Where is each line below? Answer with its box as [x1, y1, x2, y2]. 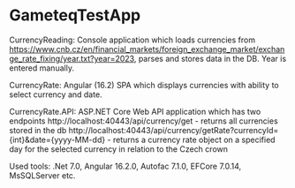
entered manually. [9, 63, 75, 73]
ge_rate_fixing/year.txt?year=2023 [9, 53, 135, 64]
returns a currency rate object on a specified [112, 134, 276, 145]
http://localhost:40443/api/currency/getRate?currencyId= [68, 124, 279, 135]
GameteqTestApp [9, 5, 141, 26]
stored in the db [9, 124, 67, 135]
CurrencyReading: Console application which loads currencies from [9, 34, 256, 45]
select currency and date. [9, 89, 103, 100]
